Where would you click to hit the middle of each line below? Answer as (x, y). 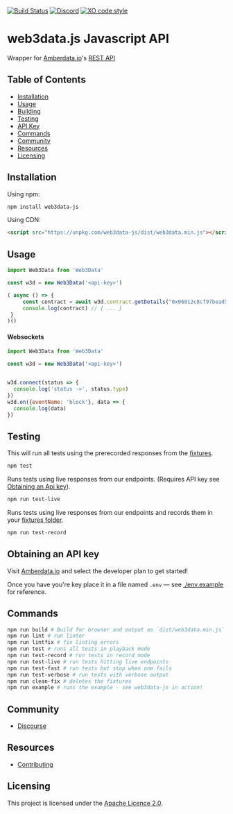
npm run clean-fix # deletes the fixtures (69, 681)
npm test (20, 466)
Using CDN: (24, 220)
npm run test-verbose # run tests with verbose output (88, 675)
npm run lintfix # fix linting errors (63, 643)
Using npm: (24, 194)
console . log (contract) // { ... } (72, 308)
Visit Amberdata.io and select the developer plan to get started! (98, 571)
